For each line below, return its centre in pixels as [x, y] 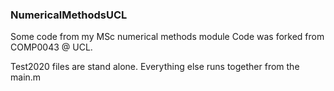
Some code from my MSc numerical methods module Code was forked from [167, 37]
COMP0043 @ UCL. [51, 47]
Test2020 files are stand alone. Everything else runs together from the [155, 67]
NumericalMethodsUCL [69, 15]
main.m [26, 77]
